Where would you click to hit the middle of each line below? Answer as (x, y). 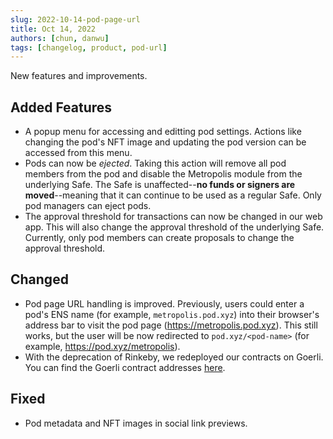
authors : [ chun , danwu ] (60, 38)
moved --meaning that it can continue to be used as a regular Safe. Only (173, 195)
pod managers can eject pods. (88, 206)
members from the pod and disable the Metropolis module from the (163, 174)
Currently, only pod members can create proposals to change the (159, 238)
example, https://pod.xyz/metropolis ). (102, 346)
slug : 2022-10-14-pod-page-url (75, 19)
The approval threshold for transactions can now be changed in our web (173, 217)
